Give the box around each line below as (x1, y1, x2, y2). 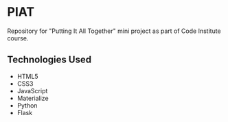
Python (16, 101, 38, 110)
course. (7, 34, 29, 42)
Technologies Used (7, 54, 91, 66)
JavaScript (16, 86, 48, 95)
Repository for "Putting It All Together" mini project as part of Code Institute (7, 27, 221, 35)
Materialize (16, 94, 49, 102)
